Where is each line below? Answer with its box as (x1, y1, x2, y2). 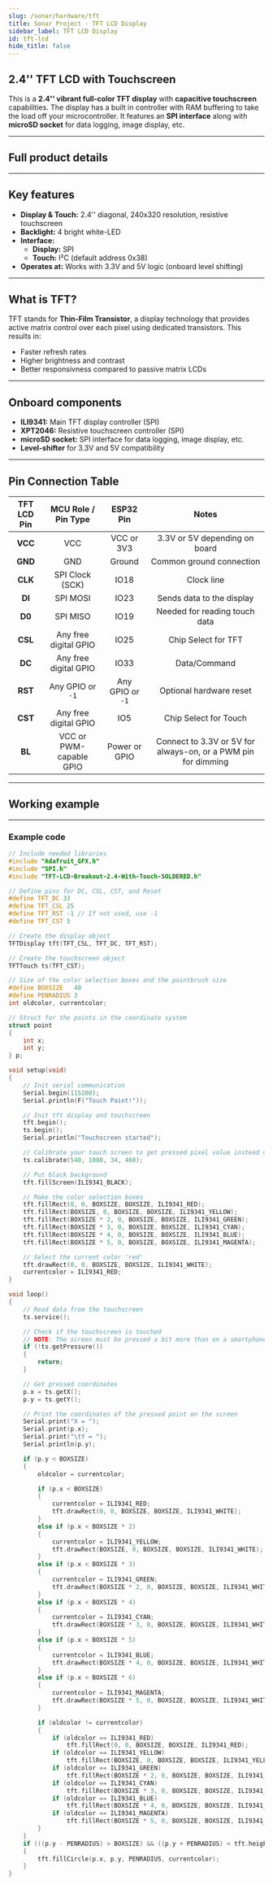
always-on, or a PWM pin (157, 746, 254, 757)
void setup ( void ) (8, 1066, 67, 1074)
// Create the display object (8, 932, 111, 940)
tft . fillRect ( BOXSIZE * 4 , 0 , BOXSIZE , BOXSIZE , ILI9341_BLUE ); (23, 1230, 245, 1239)
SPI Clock (54, 569, 92, 580)
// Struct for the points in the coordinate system (8, 1013, 187, 1021)
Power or (106, 741, 142, 752)
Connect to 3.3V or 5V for (155, 736, 256, 747)
